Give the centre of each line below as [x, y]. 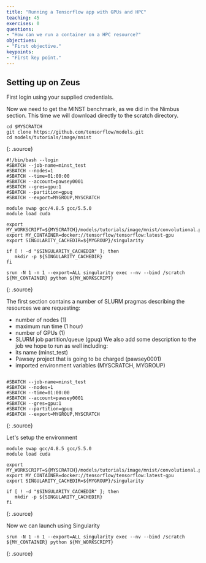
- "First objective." [34, 47]
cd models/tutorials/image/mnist [49, 138]
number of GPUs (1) [40, 333]
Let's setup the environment [42, 438]
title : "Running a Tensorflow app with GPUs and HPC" [77, 12]
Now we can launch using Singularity [53, 526]
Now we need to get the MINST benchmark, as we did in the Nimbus [93, 109]
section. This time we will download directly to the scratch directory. [93, 116]
